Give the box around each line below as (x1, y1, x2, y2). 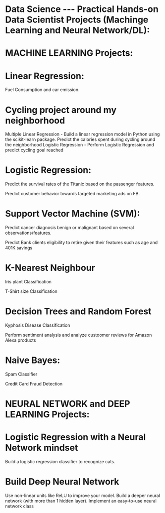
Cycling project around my (5, 104, 117, 116)
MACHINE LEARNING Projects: (5, 47, 133, 59)
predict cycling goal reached (5, 147, 63, 153)
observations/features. (5, 230, 52, 236)
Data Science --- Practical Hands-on (5, 3, 159, 15)
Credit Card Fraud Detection (5, 381, 63, 386)
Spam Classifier (5, 371, 38, 377)
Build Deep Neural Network (5, 476, 119, 488)
